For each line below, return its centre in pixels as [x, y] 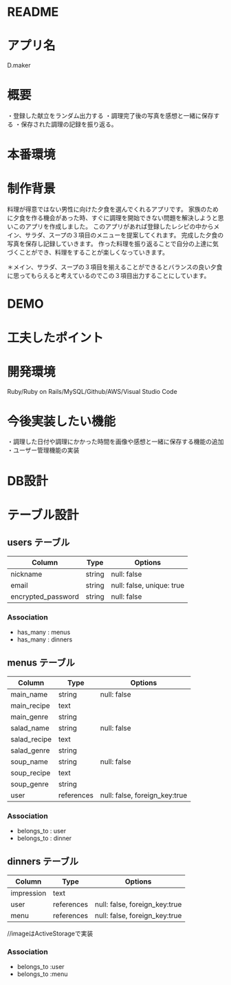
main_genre [30, 717]
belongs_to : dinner [44, 838]
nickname [26, 574]
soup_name [29, 762]
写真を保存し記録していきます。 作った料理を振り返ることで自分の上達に [110, 244]
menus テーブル [41, 663]
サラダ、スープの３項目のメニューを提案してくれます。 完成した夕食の [124, 235]
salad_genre [30, 750]
